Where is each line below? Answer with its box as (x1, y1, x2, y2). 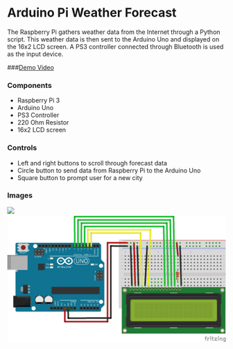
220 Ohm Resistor (17, 118, 69, 127)
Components (7, 80, 52, 90)
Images (7, 190, 33, 200)
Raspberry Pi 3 (17, 96, 60, 105)
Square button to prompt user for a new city (17, 173, 144, 181)
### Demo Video (7, 63, 54, 71)
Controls (7, 143, 37, 153)
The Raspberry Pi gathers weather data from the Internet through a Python (7, 28, 221, 36)
